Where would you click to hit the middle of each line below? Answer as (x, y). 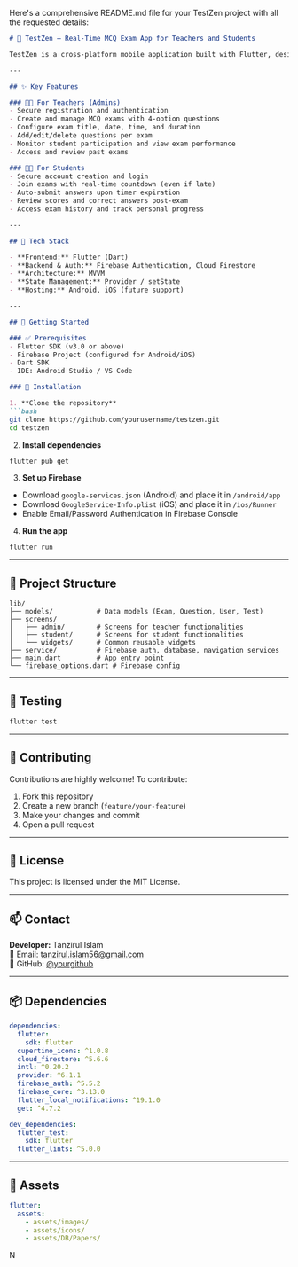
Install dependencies (62, 445)
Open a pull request (58, 825)
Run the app (45, 531)
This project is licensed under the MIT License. (95, 882)
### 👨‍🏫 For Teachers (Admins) (65, 102)
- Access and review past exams (69, 152)
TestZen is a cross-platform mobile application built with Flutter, (141, 54)
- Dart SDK (29, 363)
